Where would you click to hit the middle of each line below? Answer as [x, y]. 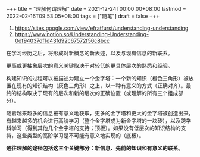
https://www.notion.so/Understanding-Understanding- [82, 34]
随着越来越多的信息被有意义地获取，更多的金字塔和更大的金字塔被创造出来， [100, 113]
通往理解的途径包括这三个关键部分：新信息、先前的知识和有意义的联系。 [95, 148]
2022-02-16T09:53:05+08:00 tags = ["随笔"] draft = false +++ [83, 16]
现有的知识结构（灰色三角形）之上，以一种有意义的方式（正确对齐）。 [101, 86]
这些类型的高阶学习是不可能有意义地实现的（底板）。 [80, 135]
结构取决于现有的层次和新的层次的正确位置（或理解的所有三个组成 [97, 93]
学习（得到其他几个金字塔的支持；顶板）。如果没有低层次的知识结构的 [96, 128]
